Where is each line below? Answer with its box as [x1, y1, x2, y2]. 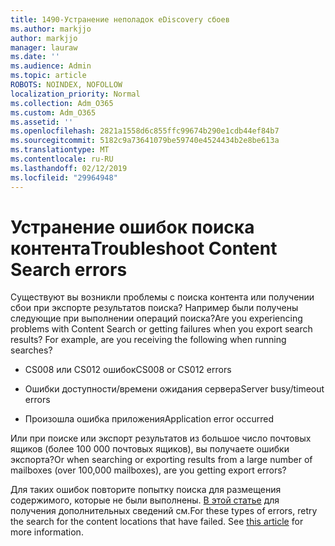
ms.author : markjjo [10, 24, 92, 34]
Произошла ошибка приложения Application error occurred [24, 413, 275, 425]
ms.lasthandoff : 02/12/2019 [10, 163, 128, 173]
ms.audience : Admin [10, 61, 92, 71]
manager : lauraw [10, 42, 78, 53]
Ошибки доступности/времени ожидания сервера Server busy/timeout [24, 383, 325, 395]
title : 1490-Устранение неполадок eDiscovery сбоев [10, 14, 230, 25]
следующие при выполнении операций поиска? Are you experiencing [10, 312, 303, 325]
